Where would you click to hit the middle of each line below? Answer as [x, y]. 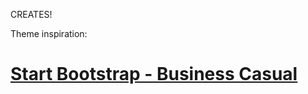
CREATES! [31, 14]
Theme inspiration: [49, 33]
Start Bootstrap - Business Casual [154, 74]
